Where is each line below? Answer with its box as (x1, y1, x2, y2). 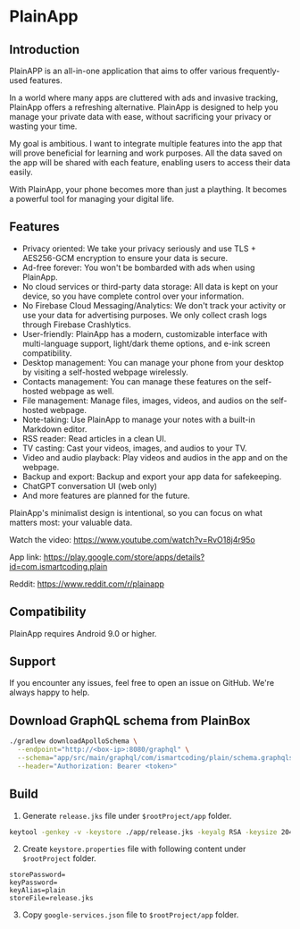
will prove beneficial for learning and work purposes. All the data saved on (9, 148, 283, 158)
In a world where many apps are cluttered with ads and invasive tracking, (9, 92, 279, 103)
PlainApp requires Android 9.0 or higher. (9, 628, 157, 638)
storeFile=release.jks (9, 894, 94, 903)
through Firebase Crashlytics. (21, 319, 132, 330)
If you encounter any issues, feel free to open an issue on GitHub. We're (9, 678, 275, 688)
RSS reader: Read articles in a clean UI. (21, 433, 167, 443)
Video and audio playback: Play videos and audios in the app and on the (21, 452, 288, 462)
